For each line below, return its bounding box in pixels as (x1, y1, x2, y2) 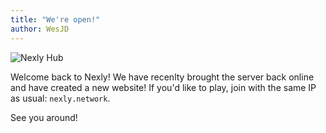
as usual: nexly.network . (10, 92, 111, 104)
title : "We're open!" (10, 14, 101, 25)
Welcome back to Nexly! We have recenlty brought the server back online (10, 71, 315, 83)
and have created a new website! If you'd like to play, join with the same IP (10, 81, 317, 93)
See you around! (10, 111, 78, 123)
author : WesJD (10, 24, 70, 34)
